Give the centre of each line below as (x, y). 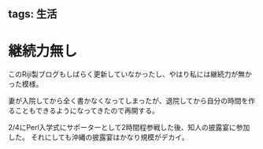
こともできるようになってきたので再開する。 (87, 111)
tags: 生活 (33, 14)
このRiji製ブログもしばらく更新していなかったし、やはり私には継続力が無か (130, 74)
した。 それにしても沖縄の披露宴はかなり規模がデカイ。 (98, 137)
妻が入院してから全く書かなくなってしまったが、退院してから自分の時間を (128, 101)
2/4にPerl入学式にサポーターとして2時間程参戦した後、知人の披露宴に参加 (129, 128)
